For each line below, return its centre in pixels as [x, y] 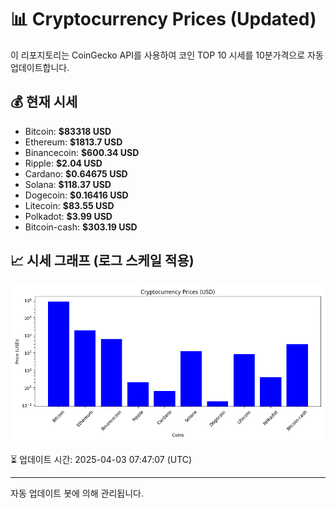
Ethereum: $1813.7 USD [73, 142]
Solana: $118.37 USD [68, 184]
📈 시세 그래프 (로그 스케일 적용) [102, 261]
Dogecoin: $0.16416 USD [76, 195]
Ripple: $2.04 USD [63, 163]
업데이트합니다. [40, 67]
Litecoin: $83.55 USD [69, 205]
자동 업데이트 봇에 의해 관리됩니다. [77, 493]
